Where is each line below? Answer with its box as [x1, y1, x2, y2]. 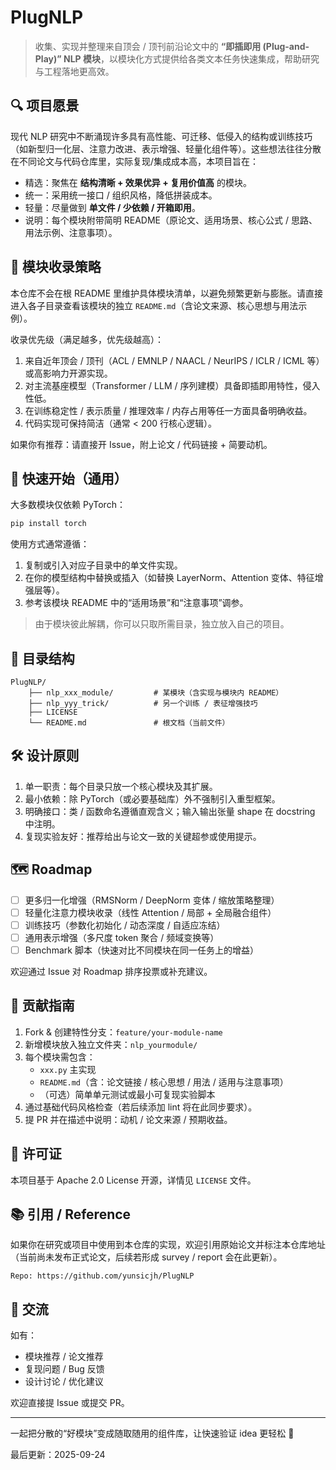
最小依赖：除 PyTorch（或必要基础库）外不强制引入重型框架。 [24, 792, 281, 805]
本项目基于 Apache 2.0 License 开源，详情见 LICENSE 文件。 [10, 1174, 257, 1186]
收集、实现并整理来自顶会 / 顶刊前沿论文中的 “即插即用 [34, 40, 262, 52]
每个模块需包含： [24, 1051, 96, 1063]
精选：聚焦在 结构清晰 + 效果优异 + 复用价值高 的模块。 [24, 176, 252, 188]
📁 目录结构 [10, 650, 75, 667]
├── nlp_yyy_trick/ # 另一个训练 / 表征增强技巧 [28, 699, 258, 709]
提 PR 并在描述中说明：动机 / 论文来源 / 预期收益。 [24, 1113, 233, 1125]
